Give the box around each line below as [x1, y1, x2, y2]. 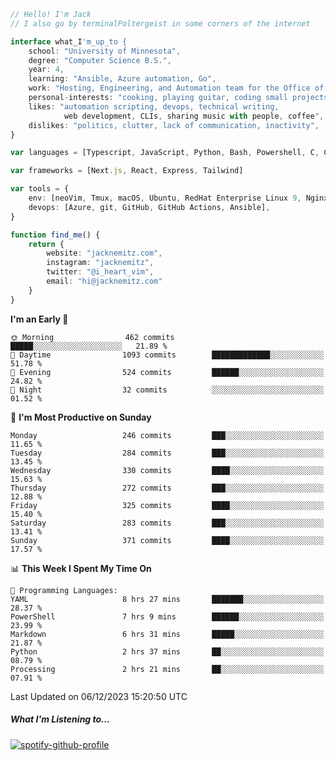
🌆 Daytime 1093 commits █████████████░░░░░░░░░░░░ [10, 350, 325, 360]
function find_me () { [10, 230, 101, 240]
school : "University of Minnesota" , [28, 46, 182, 56]
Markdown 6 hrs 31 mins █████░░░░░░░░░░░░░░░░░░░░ [10, 629, 325, 639]
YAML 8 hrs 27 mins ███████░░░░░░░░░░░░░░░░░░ [10, 594, 325, 604]
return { [28, 239, 65, 249]
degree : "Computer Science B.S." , [28, 55, 172, 65]
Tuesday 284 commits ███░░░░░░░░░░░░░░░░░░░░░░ [10, 448, 325, 458]
